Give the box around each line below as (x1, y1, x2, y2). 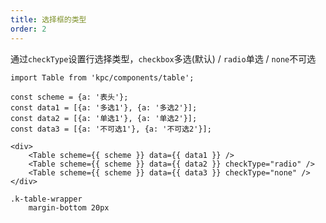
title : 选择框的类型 (10, 14, 87, 25)
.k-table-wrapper (10, 194, 83, 204)
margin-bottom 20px (28, 202, 110, 213)
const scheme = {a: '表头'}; (10, 92, 129, 102)
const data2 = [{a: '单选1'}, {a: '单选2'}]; (10, 113, 198, 123)
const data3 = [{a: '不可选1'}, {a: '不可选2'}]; (10, 124, 212, 134)
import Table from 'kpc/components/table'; (10, 72, 195, 83)
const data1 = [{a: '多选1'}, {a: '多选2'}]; (10, 102, 198, 113)
